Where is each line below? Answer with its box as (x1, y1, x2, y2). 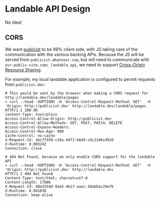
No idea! (5, 19, 22, 25)
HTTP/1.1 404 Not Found (5, 171, 53, 176)
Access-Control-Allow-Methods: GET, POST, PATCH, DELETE (5, 120, 123, 125)
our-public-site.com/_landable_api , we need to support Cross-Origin (5, 62, 145, 67)
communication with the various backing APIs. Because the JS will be (5, 51, 144, 57)
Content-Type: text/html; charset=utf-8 (5, 175, 88, 180)
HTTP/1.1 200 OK (5, 108, 38, 112)
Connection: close (5, 146, 42, 151)
